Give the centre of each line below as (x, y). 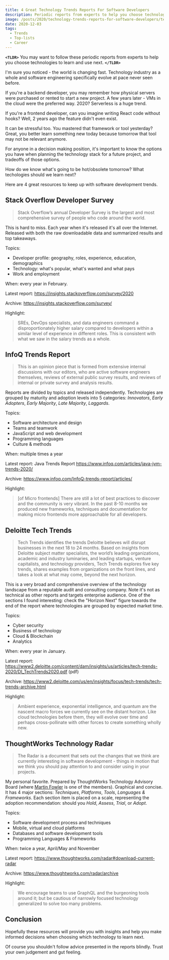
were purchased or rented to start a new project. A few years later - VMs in (83, 98)
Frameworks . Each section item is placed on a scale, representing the (77, 798)
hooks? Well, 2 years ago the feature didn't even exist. (61, 118)
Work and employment (36, 274)
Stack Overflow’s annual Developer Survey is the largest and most (86, 212)
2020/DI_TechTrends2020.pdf (36, 672)
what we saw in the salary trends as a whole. (64, 339)
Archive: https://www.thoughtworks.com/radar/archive (62, 873)
